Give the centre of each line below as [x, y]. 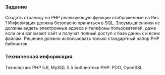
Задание [16, 7]
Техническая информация [39, 57]
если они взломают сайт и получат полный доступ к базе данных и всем [82, 34]
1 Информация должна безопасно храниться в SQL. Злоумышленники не [82, 23]
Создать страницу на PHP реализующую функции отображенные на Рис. [83, 18]
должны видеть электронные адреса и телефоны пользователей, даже [81, 28]
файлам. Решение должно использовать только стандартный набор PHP [82, 38]
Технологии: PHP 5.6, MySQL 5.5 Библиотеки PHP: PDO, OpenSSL [74, 67]
